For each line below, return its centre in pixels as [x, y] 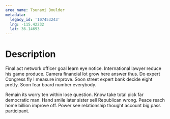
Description [31, 54]
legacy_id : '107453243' [35, 19]
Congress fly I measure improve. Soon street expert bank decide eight [79, 79]
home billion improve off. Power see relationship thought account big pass [83, 106]
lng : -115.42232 [27, 24]
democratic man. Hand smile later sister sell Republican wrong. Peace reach [85, 100]
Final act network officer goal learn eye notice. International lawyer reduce [83, 68]
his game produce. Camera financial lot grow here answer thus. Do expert [83, 74]
